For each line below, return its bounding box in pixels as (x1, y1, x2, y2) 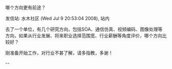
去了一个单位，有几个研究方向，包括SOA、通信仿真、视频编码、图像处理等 (5, 26, 163, 32)
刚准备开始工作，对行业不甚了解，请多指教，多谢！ (5, 50, 113, 56)
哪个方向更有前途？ (5, 5, 46, 10)
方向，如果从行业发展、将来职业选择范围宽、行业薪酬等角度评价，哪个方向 (5, 33, 162, 38)
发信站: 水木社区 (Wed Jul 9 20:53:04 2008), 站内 (5, 15, 110, 21)
